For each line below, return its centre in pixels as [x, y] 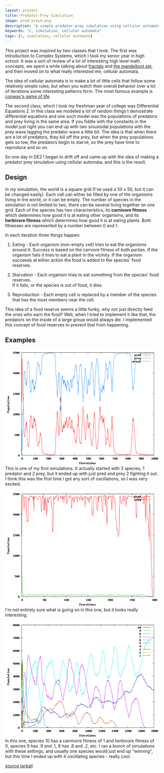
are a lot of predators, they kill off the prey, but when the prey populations [79, 137]
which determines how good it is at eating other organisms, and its [72, 215]
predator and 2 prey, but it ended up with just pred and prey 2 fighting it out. [82, 473]
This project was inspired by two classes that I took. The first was [71, 51]
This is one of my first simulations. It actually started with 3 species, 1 [75, 468]
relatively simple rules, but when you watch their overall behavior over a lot [80, 86]
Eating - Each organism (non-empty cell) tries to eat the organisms [79, 244]
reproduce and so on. [27, 147]
